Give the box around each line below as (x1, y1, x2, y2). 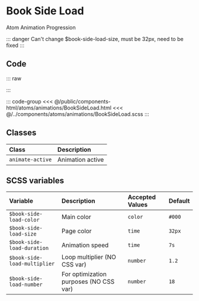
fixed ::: (6, 42, 25, 49)
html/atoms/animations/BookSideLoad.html (6, 104, 111, 111)
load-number (9, 281, 43, 288)
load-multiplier (9, 261, 55, 267)
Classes (6, 128, 37, 138)
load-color (9, 217, 40, 224)
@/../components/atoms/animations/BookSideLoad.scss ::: (6, 110, 149, 117)
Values (127, 200, 148, 209)
